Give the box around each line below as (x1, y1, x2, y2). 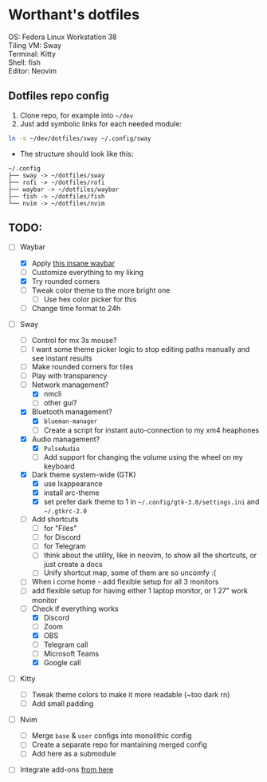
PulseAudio (43, 445, 80, 453)
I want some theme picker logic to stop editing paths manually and (31, 345, 250, 353)
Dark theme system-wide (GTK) (31, 469, 137, 479)
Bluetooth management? (31, 407, 113, 417)
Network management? (31, 380, 109, 389)
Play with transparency (31, 371, 108, 381)
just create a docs (43, 560, 103, 569)
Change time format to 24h (31, 303, 121, 313)
